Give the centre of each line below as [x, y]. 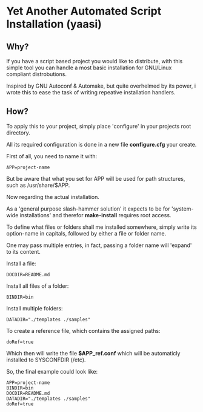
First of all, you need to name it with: [52, 156]
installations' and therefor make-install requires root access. [95, 215]
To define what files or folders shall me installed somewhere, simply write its [101, 227]
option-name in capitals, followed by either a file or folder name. [86, 233]
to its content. [24, 251]
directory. [18, 133]
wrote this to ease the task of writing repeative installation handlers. [91, 92]
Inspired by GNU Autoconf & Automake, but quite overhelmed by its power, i [101, 86]
